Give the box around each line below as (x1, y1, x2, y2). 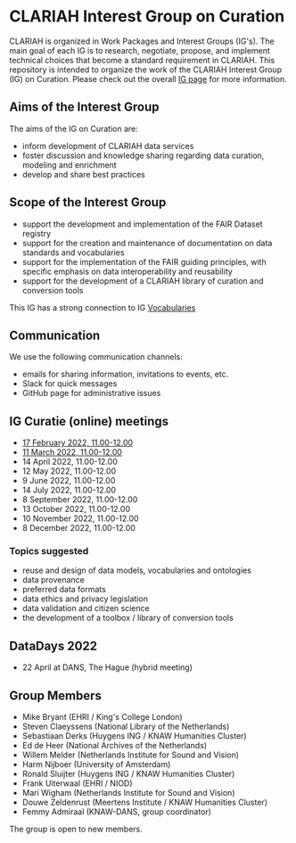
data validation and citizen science (21, 603, 150, 614)
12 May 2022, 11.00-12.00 (21, 466, 117, 476)
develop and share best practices (21, 169, 145, 179)
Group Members (9, 688, 103, 703)
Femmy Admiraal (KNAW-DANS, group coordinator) (21, 806, 212, 817)
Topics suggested (9, 545, 89, 558)
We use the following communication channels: (9, 351, 183, 362)
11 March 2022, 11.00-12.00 (21, 447, 123, 458)
